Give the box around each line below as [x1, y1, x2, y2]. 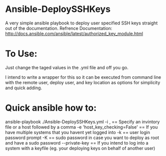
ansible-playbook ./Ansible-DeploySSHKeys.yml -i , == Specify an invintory [5, 119, 160, 125]
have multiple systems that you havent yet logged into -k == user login [5, 129, 151, 135]
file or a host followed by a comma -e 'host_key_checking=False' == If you [5, 124, 158, 130]
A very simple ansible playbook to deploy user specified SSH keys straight [5, 20, 158, 26]
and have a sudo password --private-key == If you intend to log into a [5, 140, 149, 146]
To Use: [5, 48, 37, 59]
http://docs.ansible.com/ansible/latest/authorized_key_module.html [5, 30, 144, 36]
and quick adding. [5, 85, 42, 91]
